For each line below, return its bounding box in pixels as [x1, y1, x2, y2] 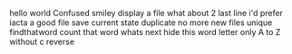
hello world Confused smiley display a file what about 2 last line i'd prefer [9, 8, 284, 18]
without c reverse [9, 36, 75, 47]
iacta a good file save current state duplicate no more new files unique [9, 17, 273, 28]
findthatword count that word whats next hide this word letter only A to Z [9, 27, 281, 37]
